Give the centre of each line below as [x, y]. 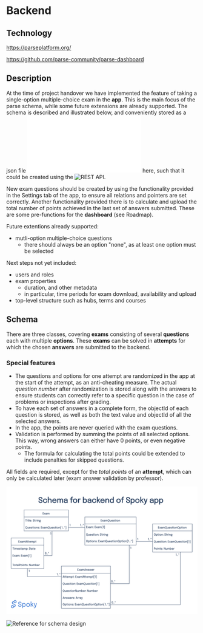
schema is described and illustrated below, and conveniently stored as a [96, 112]
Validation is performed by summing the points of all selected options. [102, 434]
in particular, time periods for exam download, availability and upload [110, 294]
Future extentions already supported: [52, 226]
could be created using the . [56, 177]
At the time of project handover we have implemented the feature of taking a [102, 93]
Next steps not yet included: [42, 262]
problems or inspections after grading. [63, 402]
